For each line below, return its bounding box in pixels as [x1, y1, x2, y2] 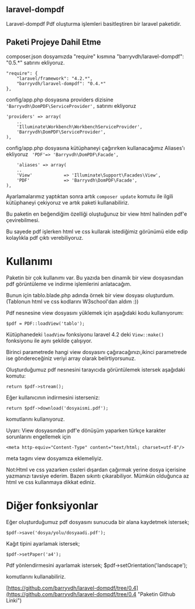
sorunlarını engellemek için [6, 433, 71, 440]
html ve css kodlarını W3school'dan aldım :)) [32, 298, 139, 305]
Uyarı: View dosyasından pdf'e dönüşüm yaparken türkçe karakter [6, 427, 166, 434]
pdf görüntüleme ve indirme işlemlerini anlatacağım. [6, 280, 132, 287]
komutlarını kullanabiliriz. [6, 573, 66, 580]
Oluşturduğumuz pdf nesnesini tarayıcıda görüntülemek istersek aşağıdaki [6, 366, 186, 373]
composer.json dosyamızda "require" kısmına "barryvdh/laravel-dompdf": [6, 53, 184, 60]
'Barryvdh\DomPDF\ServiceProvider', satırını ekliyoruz [6, 102, 136, 109]
